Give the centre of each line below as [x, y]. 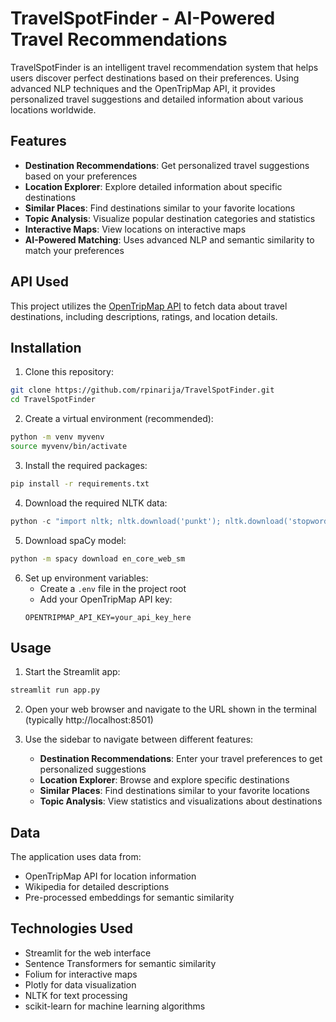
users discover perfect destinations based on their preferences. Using [155, 78]
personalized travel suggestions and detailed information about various [157, 99]
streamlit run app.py [55, 690]
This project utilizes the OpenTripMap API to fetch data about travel [149, 306]
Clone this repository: [69, 372]
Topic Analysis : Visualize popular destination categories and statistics [170, 218]
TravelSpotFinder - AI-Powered [143, 18]
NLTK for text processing [76, 995]
